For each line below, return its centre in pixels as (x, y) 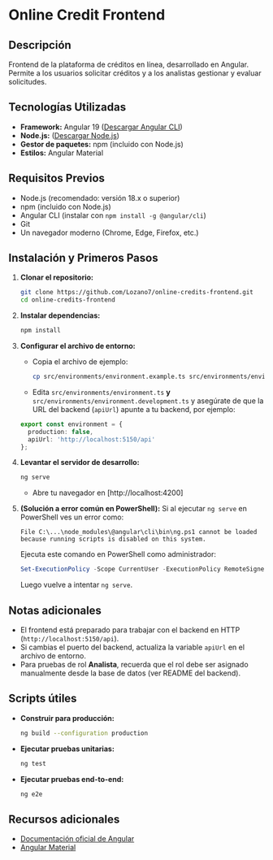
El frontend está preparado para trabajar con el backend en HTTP (130, 630)
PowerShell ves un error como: (72, 517)
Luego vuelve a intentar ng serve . (76, 585)
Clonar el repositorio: (56, 277)
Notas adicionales (55, 610)
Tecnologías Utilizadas (67, 107)
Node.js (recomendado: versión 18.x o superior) (100, 198)
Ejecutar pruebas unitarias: (67, 749)
